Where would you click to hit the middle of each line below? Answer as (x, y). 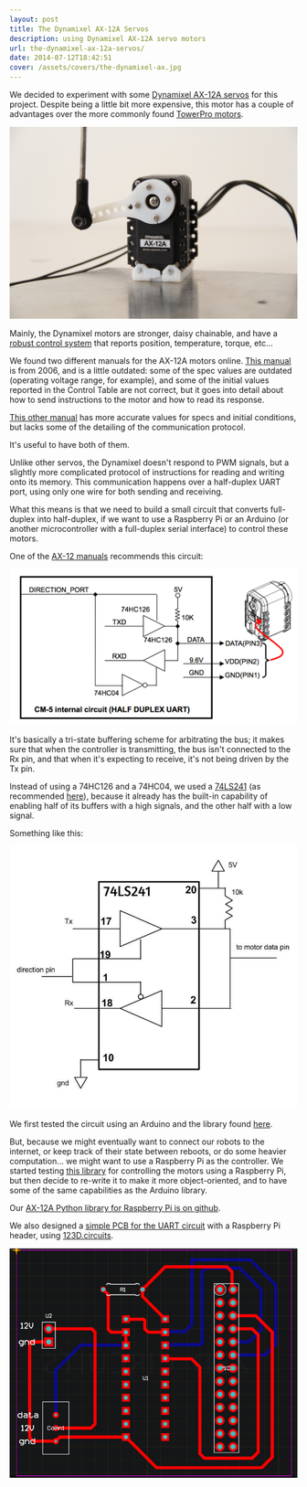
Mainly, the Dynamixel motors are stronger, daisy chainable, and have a (144, 334)
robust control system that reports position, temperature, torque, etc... (142, 344)
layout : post (34, 19)
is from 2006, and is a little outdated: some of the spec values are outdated (151, 371)
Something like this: (47, 833)
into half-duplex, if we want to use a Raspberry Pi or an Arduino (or (163, 519)
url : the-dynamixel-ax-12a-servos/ (77, 48)
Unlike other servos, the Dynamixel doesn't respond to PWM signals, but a (149, 462)
